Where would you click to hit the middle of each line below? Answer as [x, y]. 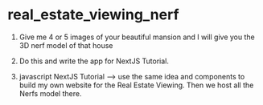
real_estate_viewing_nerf [93, 15]
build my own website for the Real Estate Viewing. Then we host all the [136, 85]
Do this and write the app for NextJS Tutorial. [94, 61]
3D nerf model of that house [66, 45]
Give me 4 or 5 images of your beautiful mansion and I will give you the [137, 37]
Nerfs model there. [50, 93]
